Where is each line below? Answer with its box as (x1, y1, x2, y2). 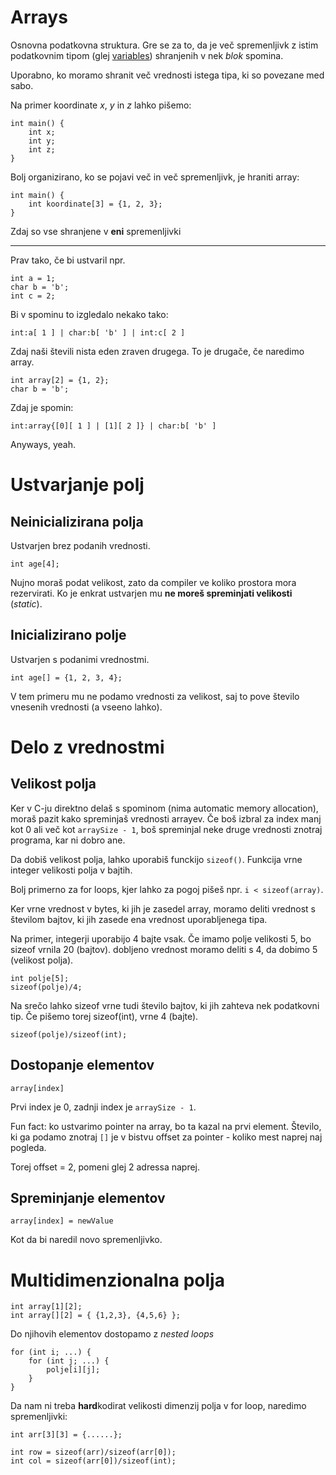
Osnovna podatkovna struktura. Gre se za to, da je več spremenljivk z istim (10, 39, 319, 51)
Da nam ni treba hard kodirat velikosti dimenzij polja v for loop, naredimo (10, 1400, 307, 1412)
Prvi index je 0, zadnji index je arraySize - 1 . (10, 1101, 197, 1113)
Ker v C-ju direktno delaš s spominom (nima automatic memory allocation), (10, 802, 319, 814)
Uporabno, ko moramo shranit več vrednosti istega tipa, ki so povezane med (10, 69, 325, 81)
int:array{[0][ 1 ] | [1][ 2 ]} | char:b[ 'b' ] (10, 421, 217, 431)
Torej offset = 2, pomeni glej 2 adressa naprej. (10, 1161, 201, 1173)
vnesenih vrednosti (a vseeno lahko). (10, 701, 163, 713)
